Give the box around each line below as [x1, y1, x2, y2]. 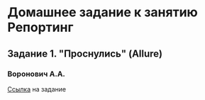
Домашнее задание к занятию [7, 4, 199, 21]
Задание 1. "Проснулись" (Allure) [7, 48, 163, 60]
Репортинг [7, 19, 74, 35]
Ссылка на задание [7, 84, 66, 93]
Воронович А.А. [7, 69, 66, 79]
